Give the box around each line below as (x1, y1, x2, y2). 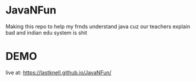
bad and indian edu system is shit (5, 29, 88, 36)
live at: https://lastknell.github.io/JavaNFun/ (5, 69, 112, 76)
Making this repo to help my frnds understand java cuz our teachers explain (5, 23, 191, 30)
